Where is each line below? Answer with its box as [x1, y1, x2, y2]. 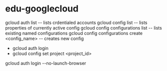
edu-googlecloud [5, 3, 79, 14]
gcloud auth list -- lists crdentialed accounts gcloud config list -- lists [5, 19, 147, 25]
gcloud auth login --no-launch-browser [5, 60, 86, 66]
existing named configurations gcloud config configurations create [5, 30, 143, 36]
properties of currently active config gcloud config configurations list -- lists [5, 24, 162, 30]
